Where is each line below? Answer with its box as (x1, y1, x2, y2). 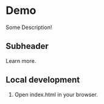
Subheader (5, 41, 49, 51)
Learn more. (5, 57, 36, 64)
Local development (5, 75, 80, 85)
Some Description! (5, 24, 52, 31)
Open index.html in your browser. (14, 91, 98, 98)
